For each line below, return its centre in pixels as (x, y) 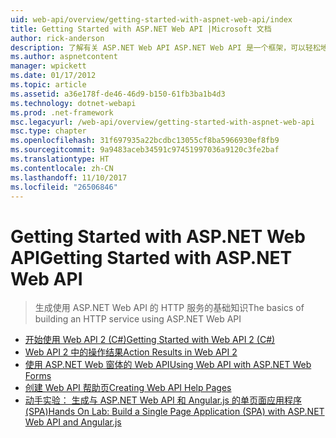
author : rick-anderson (57, 38)
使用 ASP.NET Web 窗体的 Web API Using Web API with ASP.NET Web (168, 365)
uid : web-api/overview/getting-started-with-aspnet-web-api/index (151, 19)
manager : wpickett (48, 66)
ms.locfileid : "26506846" (64, 187)
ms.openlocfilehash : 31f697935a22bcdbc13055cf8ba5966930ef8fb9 (145, 141)
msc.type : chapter (48, 131)
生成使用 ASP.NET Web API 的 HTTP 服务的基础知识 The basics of (169, 308)
